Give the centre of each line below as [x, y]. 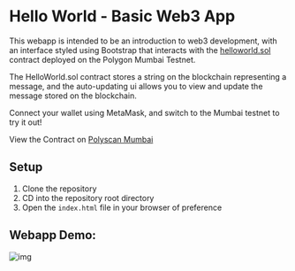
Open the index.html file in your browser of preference [122, 207]
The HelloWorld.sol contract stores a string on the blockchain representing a [148, 76]
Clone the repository [59, 189]
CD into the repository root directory [88, 197]
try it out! [26, 122]
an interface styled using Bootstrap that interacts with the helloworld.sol [140, 50]
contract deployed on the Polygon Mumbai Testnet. [102, 59]
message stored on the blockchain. [73, 96]
